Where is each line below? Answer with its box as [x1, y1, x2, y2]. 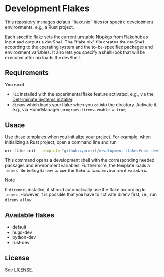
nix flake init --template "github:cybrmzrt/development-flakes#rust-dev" [5, 149, 161, 153]
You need [5, 82, 24, 87]
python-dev [12, 234, 36, 240]
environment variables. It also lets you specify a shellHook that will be [5, 49, 145, 55]
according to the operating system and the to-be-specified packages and [5, 44, 153, 50]
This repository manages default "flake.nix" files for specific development [5, 19, 154, 25]
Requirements [5, 69, 49, 77]
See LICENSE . [5, 267, 33, 273]
